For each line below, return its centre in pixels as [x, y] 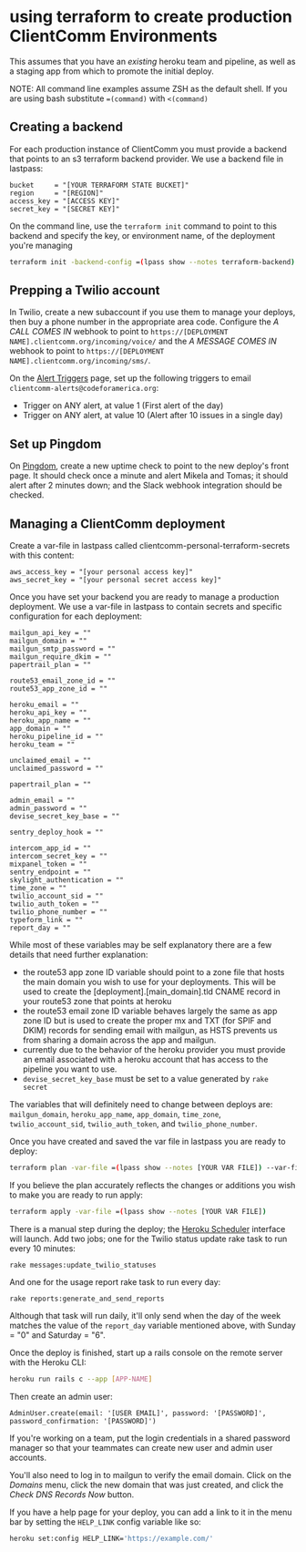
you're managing [41, 245]
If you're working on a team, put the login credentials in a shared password [150, 1438]
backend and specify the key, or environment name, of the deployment [143, 235]
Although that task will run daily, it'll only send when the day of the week [145, 1315]
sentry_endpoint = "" [51, 872]
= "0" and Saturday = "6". [58, 1335]
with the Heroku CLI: [48, 1362]
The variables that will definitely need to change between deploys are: [141, 1105]
